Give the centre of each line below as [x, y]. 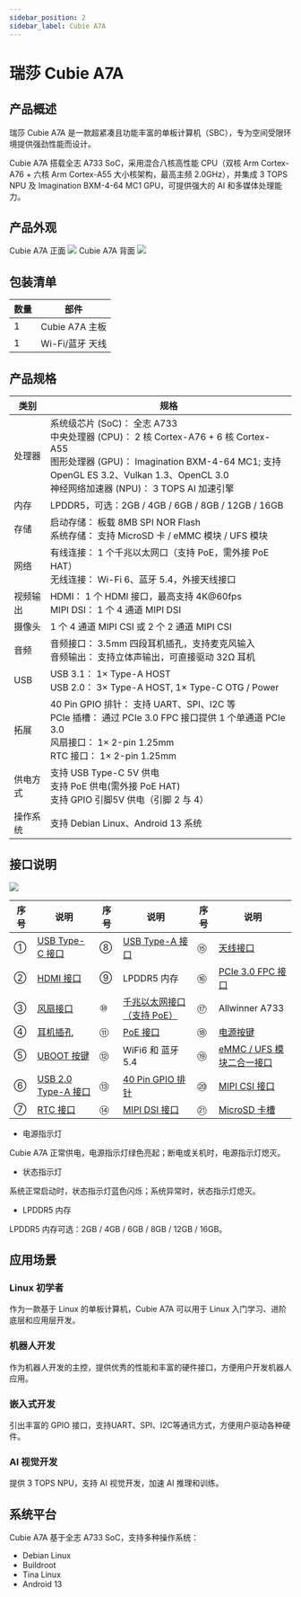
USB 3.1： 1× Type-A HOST [111, 673]
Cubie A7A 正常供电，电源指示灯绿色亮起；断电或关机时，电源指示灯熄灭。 [147, 1152]
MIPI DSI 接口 [150, 1109]
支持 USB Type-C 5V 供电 [104, 772]
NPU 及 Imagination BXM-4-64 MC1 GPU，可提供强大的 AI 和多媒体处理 [142, 185]
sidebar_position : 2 [48, 18]
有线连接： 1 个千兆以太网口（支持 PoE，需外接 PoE [159, 552]
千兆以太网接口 [154, 1001]
